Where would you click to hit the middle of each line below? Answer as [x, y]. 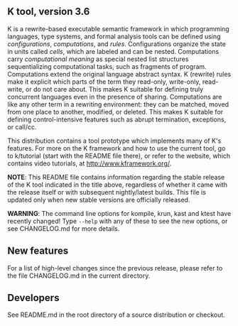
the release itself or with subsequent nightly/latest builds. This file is [107, 192]
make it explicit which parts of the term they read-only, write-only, [104, 82]
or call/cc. [22, 126]
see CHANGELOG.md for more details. [64, 228]
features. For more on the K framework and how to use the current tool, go [117, 148]
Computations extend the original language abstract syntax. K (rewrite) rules [119, 74]
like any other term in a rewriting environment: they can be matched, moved [118, 104]
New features [38, 251]
